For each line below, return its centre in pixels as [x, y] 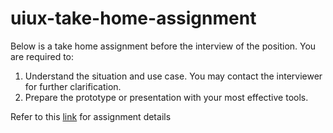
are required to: [42, 56]
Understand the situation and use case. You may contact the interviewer [173, 76]
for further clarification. [73, 86]
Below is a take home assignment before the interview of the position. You [163, 46]
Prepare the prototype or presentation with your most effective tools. [166, 97]
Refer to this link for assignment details [91, 116]
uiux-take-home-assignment [133, 18]
